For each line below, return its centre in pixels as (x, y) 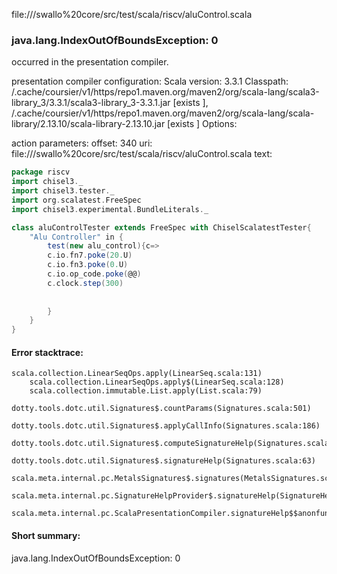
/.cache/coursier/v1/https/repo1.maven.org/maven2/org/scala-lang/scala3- (165, 92)
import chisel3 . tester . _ (63, 191)
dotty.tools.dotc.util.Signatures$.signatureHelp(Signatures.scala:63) (163, 461)
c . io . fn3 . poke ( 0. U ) (88, 265)
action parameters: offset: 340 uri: (82, 143)
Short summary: (46, 535)
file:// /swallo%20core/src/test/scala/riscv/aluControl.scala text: (142, 154)
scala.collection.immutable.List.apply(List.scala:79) (146, 391)
